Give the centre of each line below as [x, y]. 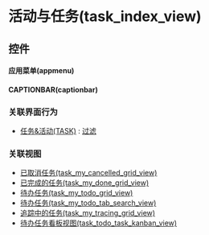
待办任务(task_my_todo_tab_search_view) [88, 203]
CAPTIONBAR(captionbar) [53, 89]
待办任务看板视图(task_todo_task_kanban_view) [98, 223]
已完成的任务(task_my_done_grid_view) [84, 183]
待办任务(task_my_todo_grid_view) [76, 193]
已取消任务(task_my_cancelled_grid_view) [88, 173]
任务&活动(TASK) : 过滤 [58, 131]
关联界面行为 [33, 112]
